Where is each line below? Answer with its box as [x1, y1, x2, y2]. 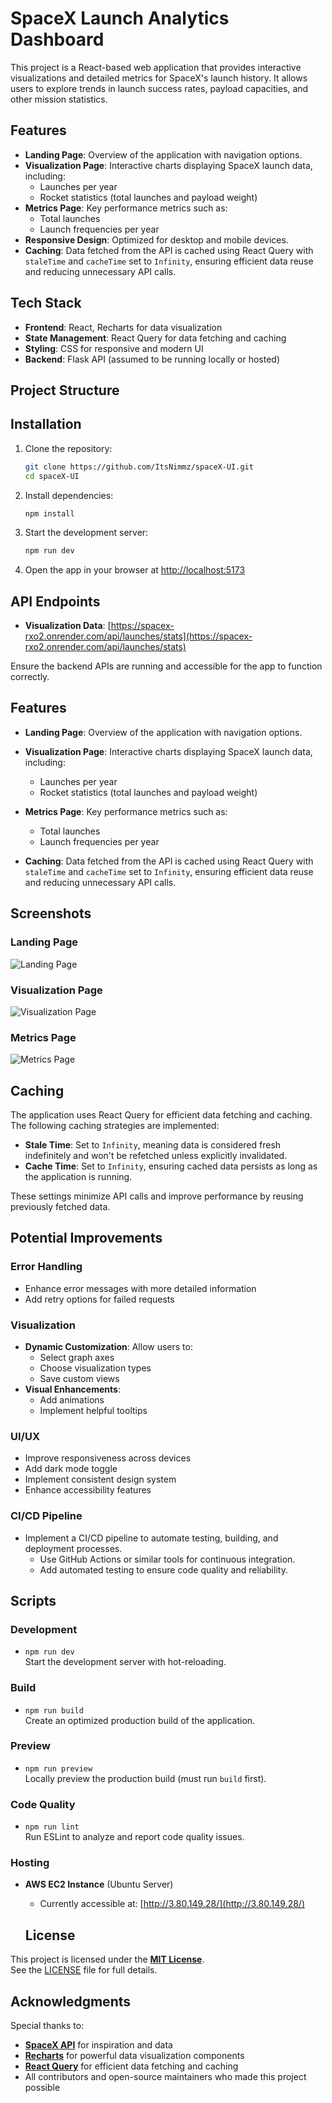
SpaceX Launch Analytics [10, 7, 230, 30]
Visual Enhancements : [24, 1383, 121, 1395]
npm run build [24, 1705, 84, 1716]
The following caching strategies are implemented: [10, 1119, 220, 1131]
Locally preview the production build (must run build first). [24, 1772, 267, 1784]
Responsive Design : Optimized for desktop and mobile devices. [24, 233, 289, 246]
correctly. [10, 671, 50, 683]
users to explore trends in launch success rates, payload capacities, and [10, 82, 309, 94]
